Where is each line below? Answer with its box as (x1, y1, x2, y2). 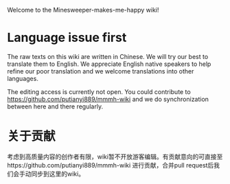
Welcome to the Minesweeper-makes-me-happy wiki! (7, 6, 159, 14)
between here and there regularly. (7, 102, 104, 111)
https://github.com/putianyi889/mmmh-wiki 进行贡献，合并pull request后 (7, 161, 214, 169)
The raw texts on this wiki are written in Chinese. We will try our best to (7, 52, 209, 60)
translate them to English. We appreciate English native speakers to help (7, 60, 211, 68)
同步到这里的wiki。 (30, 170, 84, 178)
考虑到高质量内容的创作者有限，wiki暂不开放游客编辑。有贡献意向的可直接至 (7, 152, 223, 161)
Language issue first (7, 30, 127, 45)
